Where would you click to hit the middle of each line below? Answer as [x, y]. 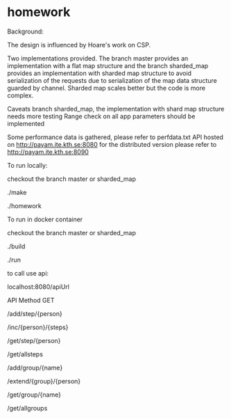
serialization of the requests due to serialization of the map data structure [112, 80]
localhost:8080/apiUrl [38, 287]
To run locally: [27, 165]
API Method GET [31, 300]
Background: [25, 31]
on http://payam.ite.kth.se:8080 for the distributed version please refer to [112, 144]
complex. [20, 95]
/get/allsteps [25, 354]
